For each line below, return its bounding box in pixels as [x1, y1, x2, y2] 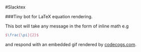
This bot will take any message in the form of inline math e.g [5, 23, 129, 29]
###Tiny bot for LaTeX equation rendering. [5, 14, 93, 19]
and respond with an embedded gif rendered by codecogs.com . [5, 41, 137, 47]
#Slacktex [5, 4, 26, 10]
